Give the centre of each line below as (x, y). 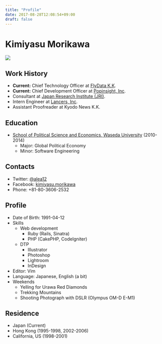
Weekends (23, 282)
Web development (39, 228)
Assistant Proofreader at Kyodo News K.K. (56, 107)
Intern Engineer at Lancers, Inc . (45, 102)
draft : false (19, 19)
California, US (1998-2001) (40, 336)
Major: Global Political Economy (53, 145)
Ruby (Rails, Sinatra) (49, 233)
